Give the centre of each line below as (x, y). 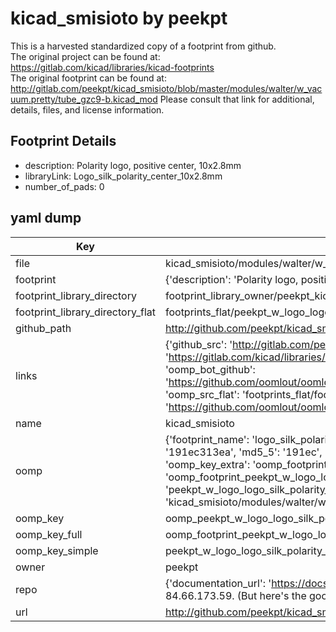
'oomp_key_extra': (207, 464)
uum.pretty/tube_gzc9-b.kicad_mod (84, 99)
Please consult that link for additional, (237, 99)
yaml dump (46, 218)
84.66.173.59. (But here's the (235, 595)
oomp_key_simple (57, 550)
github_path (43, 328)
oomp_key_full (49, 534)
